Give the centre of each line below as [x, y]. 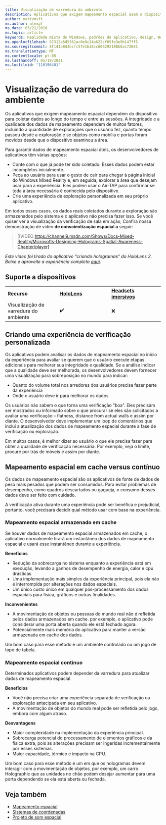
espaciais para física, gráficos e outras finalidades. [64, 594]
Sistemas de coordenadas [39, 812]
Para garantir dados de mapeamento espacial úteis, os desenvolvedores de [82, 150]
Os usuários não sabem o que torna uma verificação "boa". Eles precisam [80, 405]
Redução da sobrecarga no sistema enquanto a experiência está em [82, 563]
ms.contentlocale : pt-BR [31, 56]
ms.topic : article [24, 33]
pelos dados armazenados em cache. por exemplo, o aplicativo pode [83, 619]
